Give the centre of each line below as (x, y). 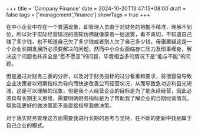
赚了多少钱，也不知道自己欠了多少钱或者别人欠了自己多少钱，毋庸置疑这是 (96, 41)
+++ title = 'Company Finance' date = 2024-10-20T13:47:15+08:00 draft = (96, 9)
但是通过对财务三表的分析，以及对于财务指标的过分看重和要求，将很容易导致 (99, 76)
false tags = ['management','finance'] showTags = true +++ (78, 15)
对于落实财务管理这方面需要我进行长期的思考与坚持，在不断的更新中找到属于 (99, 118)
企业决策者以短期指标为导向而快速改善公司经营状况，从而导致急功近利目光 (96, 83)
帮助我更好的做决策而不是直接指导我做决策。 (60, 105)
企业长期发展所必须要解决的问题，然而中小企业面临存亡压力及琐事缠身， (99, 49)
